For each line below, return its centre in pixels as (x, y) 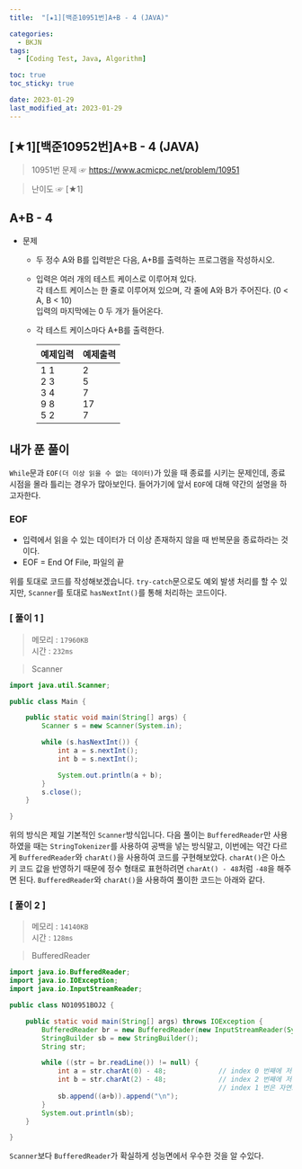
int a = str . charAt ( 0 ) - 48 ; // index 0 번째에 (169, 1071)
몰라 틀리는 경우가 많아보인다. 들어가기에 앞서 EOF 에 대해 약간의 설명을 (155, 484)
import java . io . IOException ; (64, 981)
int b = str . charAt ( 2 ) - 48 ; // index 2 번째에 (169, 1080)
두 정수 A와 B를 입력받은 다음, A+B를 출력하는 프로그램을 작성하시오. (155, 260)
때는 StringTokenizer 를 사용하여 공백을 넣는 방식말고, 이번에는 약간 (152, 846)
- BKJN (30, 42)
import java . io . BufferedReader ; (70, 972)
